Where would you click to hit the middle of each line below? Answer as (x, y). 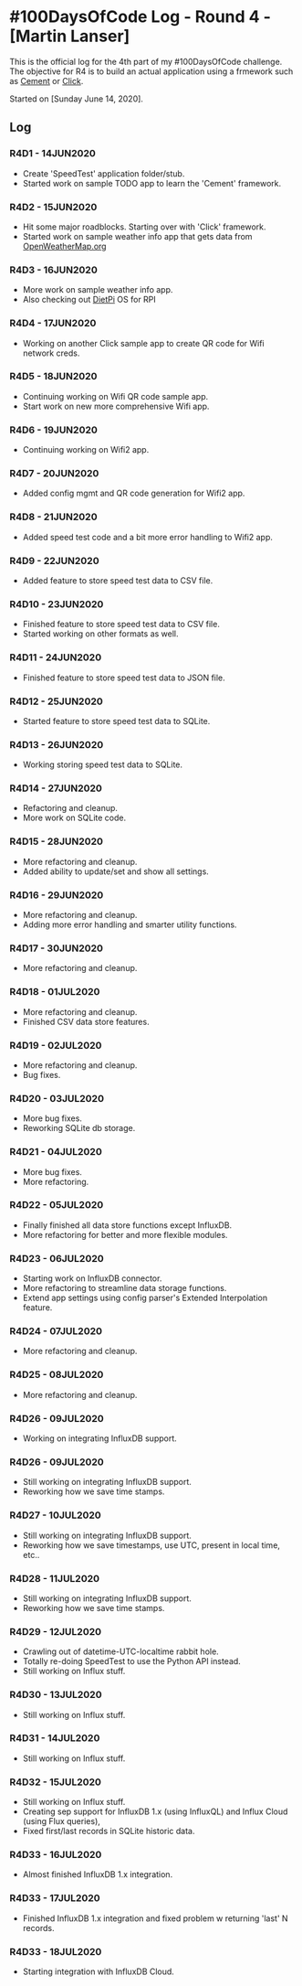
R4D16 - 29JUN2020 (57, 895)
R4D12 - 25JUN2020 (56, 701)
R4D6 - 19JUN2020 (54, 430)
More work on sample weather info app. (98, 290)
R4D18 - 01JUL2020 (55, 992)
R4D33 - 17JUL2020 (55, 1898)
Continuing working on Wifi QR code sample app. (115, 396)
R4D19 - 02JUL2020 (56, 1045)
